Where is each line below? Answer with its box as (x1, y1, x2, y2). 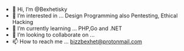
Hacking (12, 19, 34, 25)
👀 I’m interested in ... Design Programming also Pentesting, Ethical (12, 12, 178, 19)
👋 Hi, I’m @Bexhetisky (12, 6, 68, 13)
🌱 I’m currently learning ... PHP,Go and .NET (12, 25, 122, 32)
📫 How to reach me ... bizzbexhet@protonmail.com (12, 38, 143, 45)
